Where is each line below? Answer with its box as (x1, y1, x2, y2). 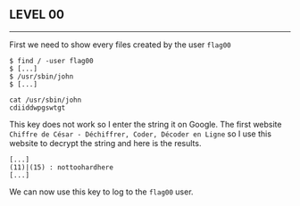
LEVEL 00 (9, 7, 65, 22)
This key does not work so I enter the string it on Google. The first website (9, 119, 282, 129)
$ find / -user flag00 (9, 56, 94, 65)
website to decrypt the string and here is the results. (9, 137, 202, 148)
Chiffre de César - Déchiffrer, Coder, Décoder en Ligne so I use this (9, 128, 272, 139)
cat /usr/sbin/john (9, 95, 82, 104)
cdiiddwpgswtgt (9, 103, 66, 112)
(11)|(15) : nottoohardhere (9, 162, 114, 172)
